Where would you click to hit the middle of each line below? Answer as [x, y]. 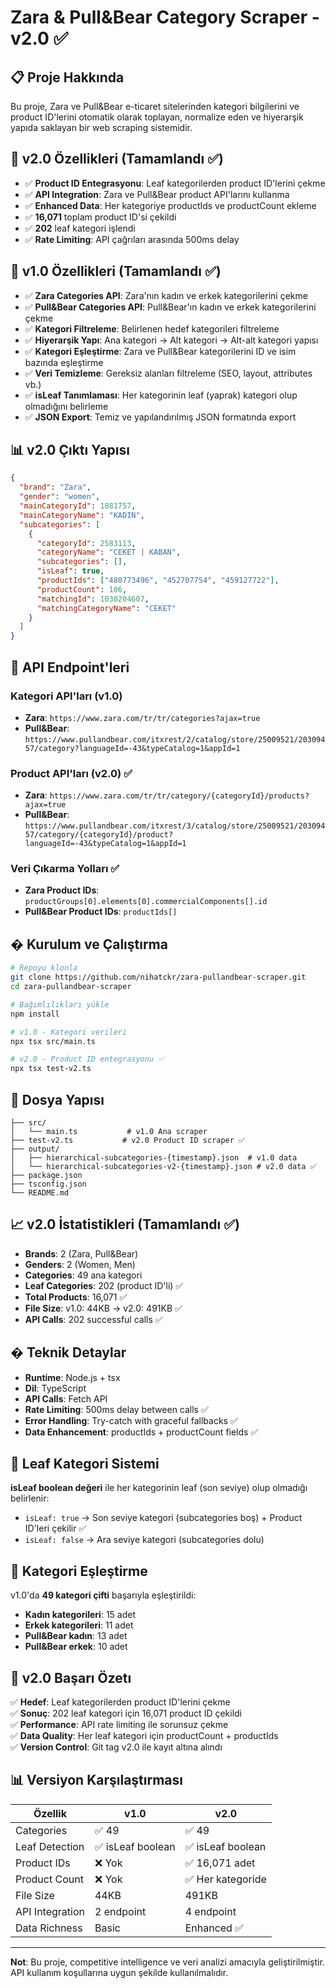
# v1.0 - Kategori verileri [69, 1032]
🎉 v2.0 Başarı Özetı [71, 1677]
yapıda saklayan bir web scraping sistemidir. [101, 127]
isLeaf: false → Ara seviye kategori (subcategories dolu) [144, 1540]
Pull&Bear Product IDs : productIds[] [101, 912]
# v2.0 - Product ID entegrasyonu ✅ [87, 1059]
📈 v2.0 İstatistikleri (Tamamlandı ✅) [125, 1224]
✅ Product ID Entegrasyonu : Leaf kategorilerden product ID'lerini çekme [175, 183]
